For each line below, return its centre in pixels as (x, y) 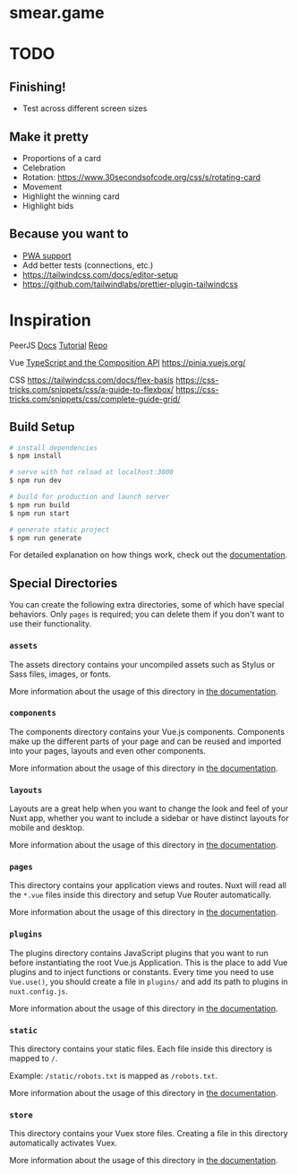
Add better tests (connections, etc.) (88, 265)
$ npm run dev (36, 481)
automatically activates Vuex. (64, 1143)
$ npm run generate (46, 538)
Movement (42, 187)
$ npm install (36, 456)
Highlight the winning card (71, 196)
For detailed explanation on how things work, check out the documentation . (149, 555)
